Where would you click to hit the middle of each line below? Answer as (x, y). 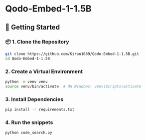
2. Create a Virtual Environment (44, 71)
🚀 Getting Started (33, 27)
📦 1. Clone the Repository (37, 41)
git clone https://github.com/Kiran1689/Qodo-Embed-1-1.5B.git (72, 54)
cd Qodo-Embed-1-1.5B (28, 58)
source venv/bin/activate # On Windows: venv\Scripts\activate (73, 86)
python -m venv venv (27, 81)
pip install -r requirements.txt (40, 109)
